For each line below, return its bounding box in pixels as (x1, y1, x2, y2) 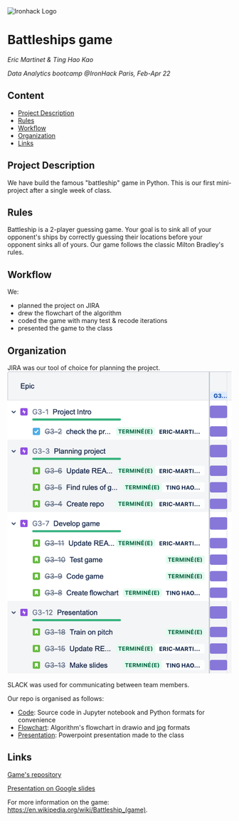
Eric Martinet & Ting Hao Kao (7, 55, 94, 63)
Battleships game (7, 32, 113, 48)
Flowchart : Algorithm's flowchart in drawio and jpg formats (17, 724, 191, 732)
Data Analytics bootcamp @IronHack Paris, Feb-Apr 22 (7, 69, 171, 78)
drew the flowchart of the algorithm (17, 309, 122, 317)
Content (7, 90, 45, 102)
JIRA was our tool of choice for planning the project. (7, 364, 161, 372)
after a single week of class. (29, 186, 112, 194)
